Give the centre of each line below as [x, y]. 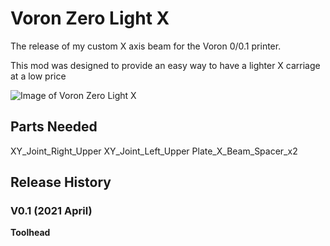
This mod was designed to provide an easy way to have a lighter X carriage [165, 65]
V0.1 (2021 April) [51, 211]
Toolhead [30, 233]
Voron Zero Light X [90, 18]
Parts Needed [54, 127]
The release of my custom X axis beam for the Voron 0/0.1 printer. [146, 46]
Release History [61, 182]
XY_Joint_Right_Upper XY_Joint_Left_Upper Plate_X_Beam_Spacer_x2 [154, 151]
